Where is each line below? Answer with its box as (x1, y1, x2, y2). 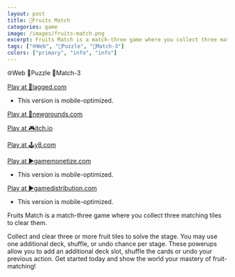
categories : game (7, 23, 58, 30)
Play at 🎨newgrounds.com (7, 109, 83, 118)
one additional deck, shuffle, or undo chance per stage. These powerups (7, 239, 218, 248)
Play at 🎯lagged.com (7, 82, 67, 91)
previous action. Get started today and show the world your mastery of (7, 254, 211, 263)
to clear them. (7, 218, 48, 227)
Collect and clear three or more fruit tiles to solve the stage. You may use (7, 232, 218, 241)
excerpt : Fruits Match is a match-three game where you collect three (7, 36, 218, 43)
